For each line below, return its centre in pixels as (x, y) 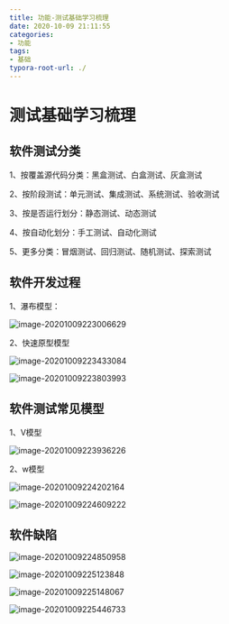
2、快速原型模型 (40, 343)
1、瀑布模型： (35, 306)
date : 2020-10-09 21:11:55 (60, 26)
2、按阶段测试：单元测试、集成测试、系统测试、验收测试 (114, 194)
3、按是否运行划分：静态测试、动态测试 (83, 213)
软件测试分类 (45, 151)
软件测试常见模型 (57, 409)
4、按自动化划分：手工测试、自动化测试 (83, 232)
